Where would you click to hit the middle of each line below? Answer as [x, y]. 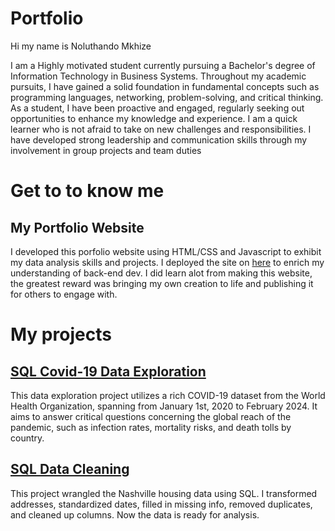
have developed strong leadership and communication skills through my [159, 139]
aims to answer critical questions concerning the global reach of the [151, 416]
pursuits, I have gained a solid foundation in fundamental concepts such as [165, 86]
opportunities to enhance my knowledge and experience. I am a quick [154, 118]
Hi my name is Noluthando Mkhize [81, 46]
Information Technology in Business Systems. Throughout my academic [158, 76]
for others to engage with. [64, 294]
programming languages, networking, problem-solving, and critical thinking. [167, 97]
